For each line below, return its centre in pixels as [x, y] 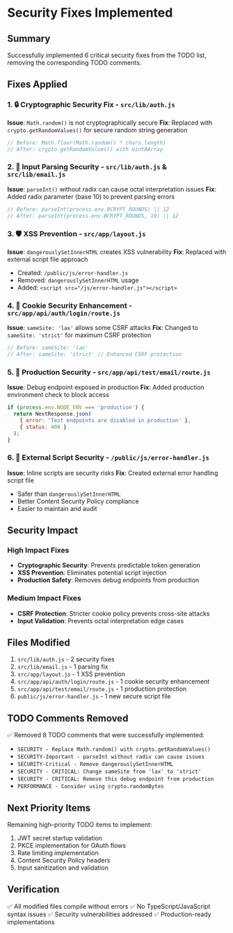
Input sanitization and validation [63, 868]
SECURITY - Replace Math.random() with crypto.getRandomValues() [114, 750]
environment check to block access [58, 395]
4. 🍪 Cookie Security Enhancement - [70, 306]
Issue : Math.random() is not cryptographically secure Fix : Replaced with [110, 123]
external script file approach [48, 259]
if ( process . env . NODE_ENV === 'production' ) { [76, 408]
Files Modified [39, 643]
